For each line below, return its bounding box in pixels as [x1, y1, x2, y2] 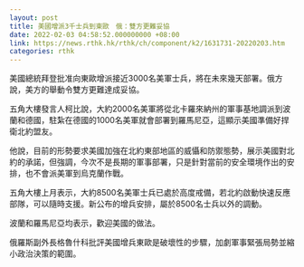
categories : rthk [9, 47, 75, 56]
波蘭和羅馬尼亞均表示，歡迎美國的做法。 [9, 218, 160, 229]
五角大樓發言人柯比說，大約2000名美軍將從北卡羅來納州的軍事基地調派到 [9, 103, 283, 114]
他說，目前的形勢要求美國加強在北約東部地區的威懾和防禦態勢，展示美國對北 [9, 146, 295, 157]
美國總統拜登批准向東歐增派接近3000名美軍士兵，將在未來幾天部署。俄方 [9, 73, 283, 84]
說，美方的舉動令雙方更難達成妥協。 [9, 84, 145, 95]
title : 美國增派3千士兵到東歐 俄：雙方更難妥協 [9, 22, 170, 31]
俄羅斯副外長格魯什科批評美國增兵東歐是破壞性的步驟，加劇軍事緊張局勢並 [9, 237, 287, 248]
